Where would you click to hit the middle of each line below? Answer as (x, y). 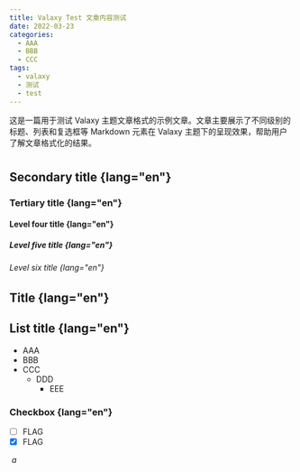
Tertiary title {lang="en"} (66, 202)
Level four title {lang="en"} (62, 224)
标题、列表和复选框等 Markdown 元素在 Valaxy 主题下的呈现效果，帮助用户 (149, 131)
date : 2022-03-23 (42, 26)
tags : (19, 69)
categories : (32, 34)
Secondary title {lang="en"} (91, 177)
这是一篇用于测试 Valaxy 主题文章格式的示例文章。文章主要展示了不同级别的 (150, 120)
